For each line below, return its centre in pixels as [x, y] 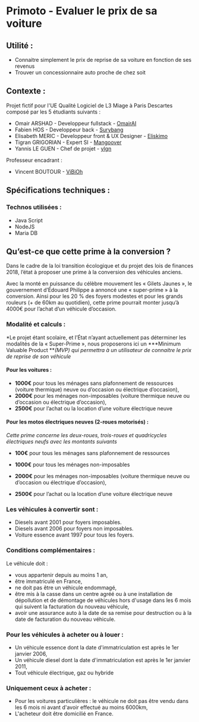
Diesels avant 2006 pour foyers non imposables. [74, 529]
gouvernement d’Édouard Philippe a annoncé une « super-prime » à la [92, 290]
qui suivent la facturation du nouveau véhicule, [72, 606]
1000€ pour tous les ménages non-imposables [72, 464]
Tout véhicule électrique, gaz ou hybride [64, 673]
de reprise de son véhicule [39, 356]
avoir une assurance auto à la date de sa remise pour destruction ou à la [103, 613]
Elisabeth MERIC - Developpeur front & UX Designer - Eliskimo [91, 136]
